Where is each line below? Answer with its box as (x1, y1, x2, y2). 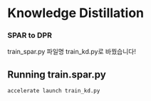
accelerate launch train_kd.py (7, 87, 100, 95)
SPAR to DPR (7, 31, 52, 41)
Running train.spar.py (7, 68, 107, 80)
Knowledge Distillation (7, 5, 145, 21)
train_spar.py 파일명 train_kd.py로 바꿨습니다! (7, 48, 137, 56)
